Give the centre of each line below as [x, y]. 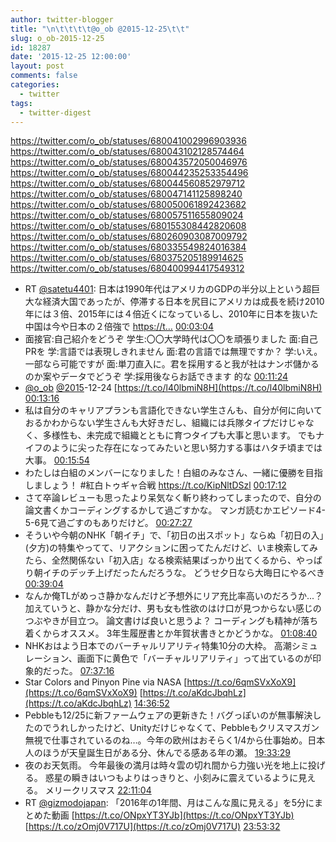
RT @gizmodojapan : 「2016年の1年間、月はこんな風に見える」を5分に [169, 803]
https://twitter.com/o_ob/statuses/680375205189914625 [127, 258]
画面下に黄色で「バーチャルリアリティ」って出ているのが [194, 658]
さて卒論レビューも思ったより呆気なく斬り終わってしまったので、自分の [173, 498]
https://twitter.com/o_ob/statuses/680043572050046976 [129, 162]
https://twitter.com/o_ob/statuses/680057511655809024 [127, 215]
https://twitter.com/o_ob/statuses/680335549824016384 [128, 247]
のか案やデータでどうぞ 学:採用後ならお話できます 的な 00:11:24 [156, 377]
